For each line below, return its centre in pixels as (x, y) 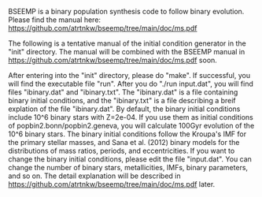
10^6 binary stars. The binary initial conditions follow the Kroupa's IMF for (127, 134)
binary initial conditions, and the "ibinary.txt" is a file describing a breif (122, 100)
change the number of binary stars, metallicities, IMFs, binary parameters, (128, 167)
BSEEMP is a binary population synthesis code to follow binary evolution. (126, 11)
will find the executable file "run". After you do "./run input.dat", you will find (131, 84)
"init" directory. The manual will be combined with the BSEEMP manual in (127, 52)
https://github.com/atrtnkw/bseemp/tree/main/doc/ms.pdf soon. (113, 60)
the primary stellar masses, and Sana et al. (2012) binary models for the (124, 142)
